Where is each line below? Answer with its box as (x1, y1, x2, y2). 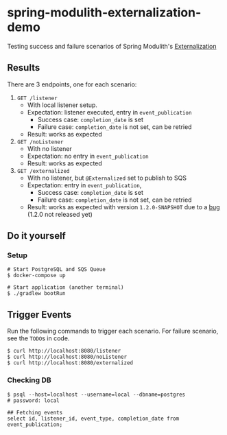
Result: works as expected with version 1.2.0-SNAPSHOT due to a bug (27, 202, 221, 211)
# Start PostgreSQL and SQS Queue (7, 266, 106, 273)
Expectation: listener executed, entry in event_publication (27, 108, 192, 116)
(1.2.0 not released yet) (27, 210, 93, 218)
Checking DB (7, 375, 51, 385)
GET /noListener (16, 139, 64, 145)
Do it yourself (7, 230, 67, 242)
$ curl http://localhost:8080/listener (7, 348, 121, 355)
